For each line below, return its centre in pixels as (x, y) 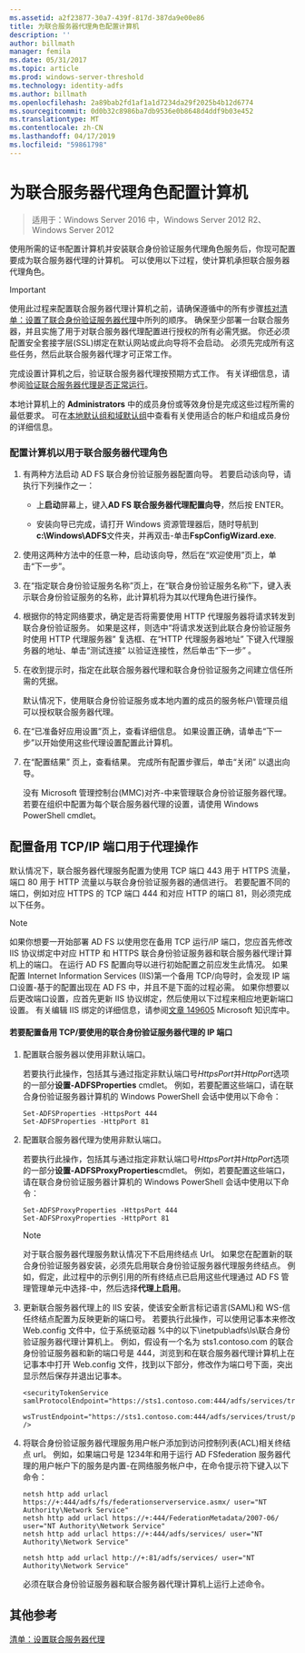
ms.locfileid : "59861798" (58, 145)
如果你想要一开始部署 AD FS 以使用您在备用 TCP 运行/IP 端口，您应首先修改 (151, 941)
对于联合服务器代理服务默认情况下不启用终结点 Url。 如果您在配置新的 (153, 1254)
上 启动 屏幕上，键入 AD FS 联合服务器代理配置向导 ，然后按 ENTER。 (162, 504)
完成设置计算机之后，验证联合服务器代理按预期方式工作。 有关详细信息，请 (150, 373)
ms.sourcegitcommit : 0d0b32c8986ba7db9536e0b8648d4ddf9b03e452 (132, 111)
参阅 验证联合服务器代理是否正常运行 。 (81, 384)
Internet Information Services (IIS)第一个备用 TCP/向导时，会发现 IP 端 (158, 976)
